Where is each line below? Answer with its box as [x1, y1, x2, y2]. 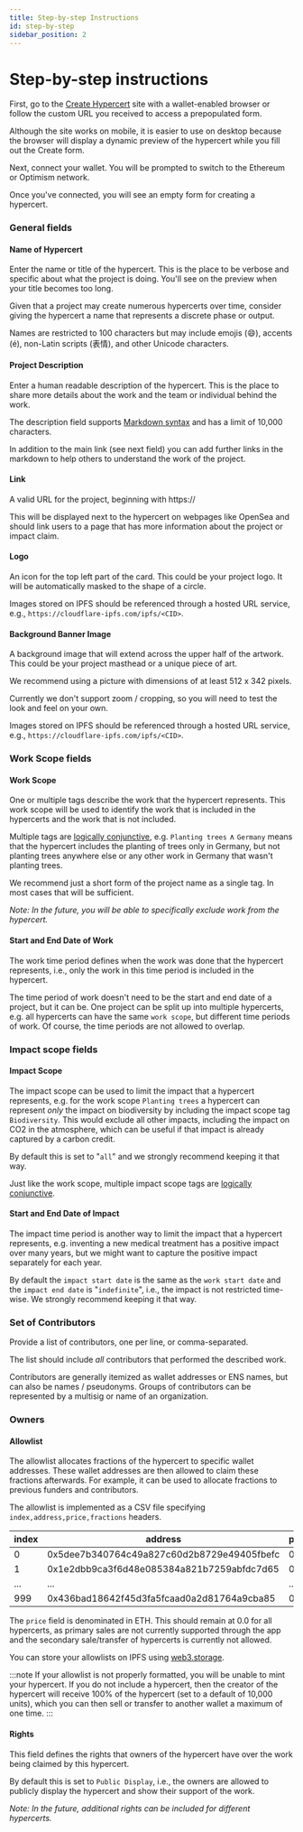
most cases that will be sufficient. [9, 887, 134, 898]
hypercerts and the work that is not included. [9, 814, 177, 825]
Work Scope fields [9, 753, 92, 765]
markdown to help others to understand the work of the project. [9, 453, 246, 464]
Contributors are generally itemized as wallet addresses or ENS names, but [9, 1372, 289, 1383]
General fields [9, 222, 72, 235]
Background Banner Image [9, 628, 111, 639]
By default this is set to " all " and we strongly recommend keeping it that [9, 1151, 280, 1161]
